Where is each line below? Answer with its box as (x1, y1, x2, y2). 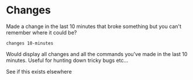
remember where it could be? (6, 29, 77, 36)
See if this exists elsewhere (6, 68, 72, 75)
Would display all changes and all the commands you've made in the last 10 (6, 50, 188, 57)
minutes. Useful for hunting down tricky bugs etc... (6, 57, 129, 64)
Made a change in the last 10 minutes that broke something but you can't (6, 23, 181, 30)
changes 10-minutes (6, 40, 54, 46)
